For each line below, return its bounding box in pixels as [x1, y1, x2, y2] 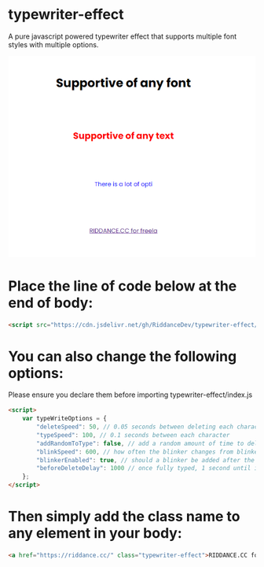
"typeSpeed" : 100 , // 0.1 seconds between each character [36, 431, 230, 439]
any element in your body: [8, 524, 182, 543]
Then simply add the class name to [8, 508, 240, 525]
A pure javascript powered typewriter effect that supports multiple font [8, 31, 237, 41]
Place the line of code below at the [8, 277, 237, 295]
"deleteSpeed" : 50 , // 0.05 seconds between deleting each [36, 423, 234, 431]
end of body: [8, 294, 93, 312]
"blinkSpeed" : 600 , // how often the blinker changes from [36, 447, 234, 456]
